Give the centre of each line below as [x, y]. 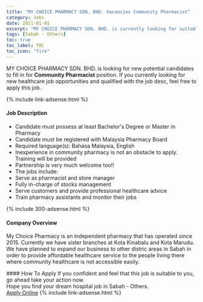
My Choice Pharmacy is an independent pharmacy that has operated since [99, 236]
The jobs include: [37, 171]
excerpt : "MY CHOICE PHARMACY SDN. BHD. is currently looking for [92, 29]
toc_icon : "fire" [28, 51]
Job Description [27, 113]
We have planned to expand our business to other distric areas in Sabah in [99, 249]
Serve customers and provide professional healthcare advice [91, 190]
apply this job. [24, 88]
